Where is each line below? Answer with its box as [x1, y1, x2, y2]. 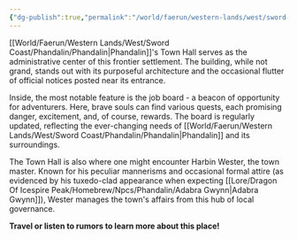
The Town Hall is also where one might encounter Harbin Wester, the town [9, 156, 280, 166]
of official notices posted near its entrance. [9, 74, 166, 85]
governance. [9, 203, 56, 213]
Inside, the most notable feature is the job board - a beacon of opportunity [9, 92, 280, 103]
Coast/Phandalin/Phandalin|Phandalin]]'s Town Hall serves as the [9, 46, 247, 58]
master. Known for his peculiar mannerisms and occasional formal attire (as [9, 166, 285, 176]
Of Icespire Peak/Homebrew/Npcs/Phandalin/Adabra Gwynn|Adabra [9, 184, 259, 195]
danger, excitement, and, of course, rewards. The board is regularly [9, 111, 255, 121]
